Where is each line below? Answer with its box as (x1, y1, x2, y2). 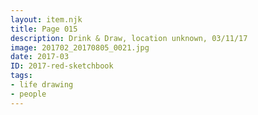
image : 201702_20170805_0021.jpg (10, 42, 150, 53)
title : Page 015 (10, 24, 78, 34)
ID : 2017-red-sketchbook (10, 61, 114, 71)
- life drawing (10, 80, 74, 90)
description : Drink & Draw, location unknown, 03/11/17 (10, 33, 248, 43)
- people (10, 89, 47, 99)
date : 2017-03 (10, 52, 70, 62)
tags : (10, 71, 33, 81)
